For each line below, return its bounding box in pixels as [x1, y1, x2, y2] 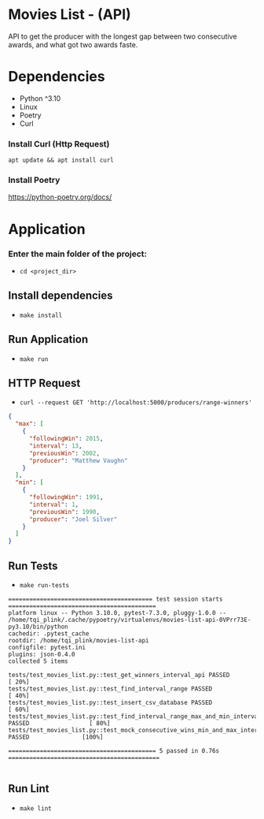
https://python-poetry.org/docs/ [8, 192, 112, 202]
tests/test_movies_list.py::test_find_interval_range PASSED [8, 684, 213, 693]
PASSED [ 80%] [8, 719, 111, 727]
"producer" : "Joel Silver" [28, 515, 118, 523]
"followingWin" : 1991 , [28, 493, 104, 501]
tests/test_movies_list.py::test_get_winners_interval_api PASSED [8, 671, 230, 679]
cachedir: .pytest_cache [8, 629, 90, 638]
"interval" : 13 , [28, 441, 82, 450]
